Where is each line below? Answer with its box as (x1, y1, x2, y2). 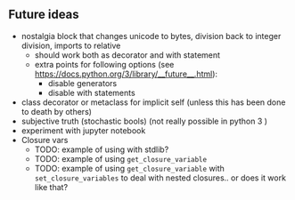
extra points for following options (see (34, 59, 175, 69)
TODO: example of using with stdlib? (34, 144, 169, 155)
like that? (34, 181, 69, 192)
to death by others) (20, 106, 93, 116)
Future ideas (8, 7, 79, 22)
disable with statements (47, 87, 135, 98)
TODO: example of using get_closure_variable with (34, 163, 225, 173)
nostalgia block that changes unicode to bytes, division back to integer (20, 30, 282, 41)
